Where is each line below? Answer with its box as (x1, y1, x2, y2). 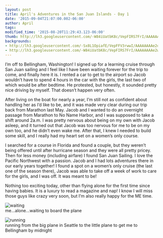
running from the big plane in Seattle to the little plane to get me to (5, 222, 138, 228)
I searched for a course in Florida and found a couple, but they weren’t (5, 142, 147, 148)
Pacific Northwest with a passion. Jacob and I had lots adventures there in (5, 158, 154, 164)
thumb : (5, 35, 18, 39)
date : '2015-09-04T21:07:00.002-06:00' (5, 16, 86, 21)
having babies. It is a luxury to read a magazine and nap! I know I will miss (5, 188, 153, 194)
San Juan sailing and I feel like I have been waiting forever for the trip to (5, 66, 148, 72)
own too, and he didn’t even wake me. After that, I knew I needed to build (5, 128, 151, 133)
